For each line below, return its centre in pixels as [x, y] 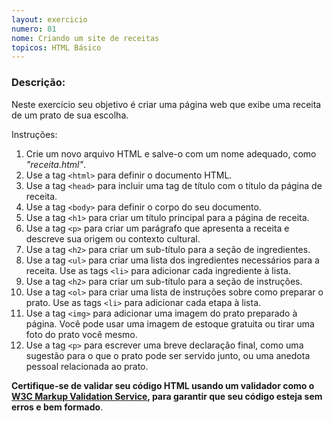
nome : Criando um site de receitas [85, 38]
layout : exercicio [49, 19]
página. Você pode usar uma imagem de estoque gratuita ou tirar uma [170, 323]
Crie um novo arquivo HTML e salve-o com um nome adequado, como [171, 153]
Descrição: [38, 83]
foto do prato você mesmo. [81, 334]
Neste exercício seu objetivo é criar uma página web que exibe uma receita [166, 104]
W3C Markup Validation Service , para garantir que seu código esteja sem [167, 396]
